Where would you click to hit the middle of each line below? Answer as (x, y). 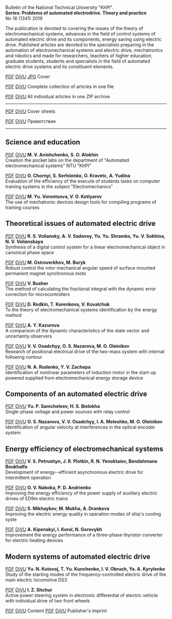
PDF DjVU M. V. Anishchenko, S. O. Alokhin (52, 154)
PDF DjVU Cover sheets (30, 111)
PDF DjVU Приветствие (31, 121)
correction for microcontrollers (38, 294)
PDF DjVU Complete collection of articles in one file (60, 86)
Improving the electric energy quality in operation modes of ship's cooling (83, 514)
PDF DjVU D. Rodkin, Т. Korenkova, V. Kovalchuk (58, 304)
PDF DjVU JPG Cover (28, 76)
